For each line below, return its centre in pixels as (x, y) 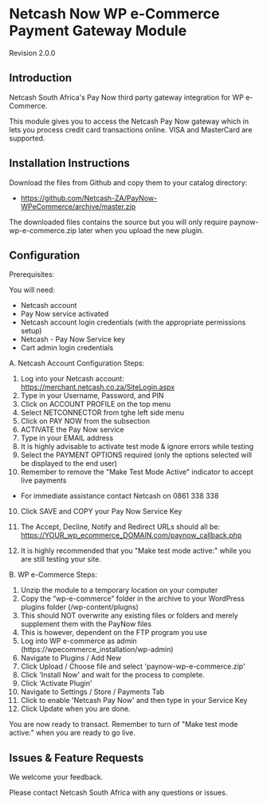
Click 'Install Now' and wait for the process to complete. (112, 675)
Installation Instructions (70, 163)
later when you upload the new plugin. (141, 230)
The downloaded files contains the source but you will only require (118, 222)
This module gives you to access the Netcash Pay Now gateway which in (129, 121)
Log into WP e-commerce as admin (79, 641)
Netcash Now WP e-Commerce (114, 14)
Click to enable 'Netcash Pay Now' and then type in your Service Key (134, 700)
